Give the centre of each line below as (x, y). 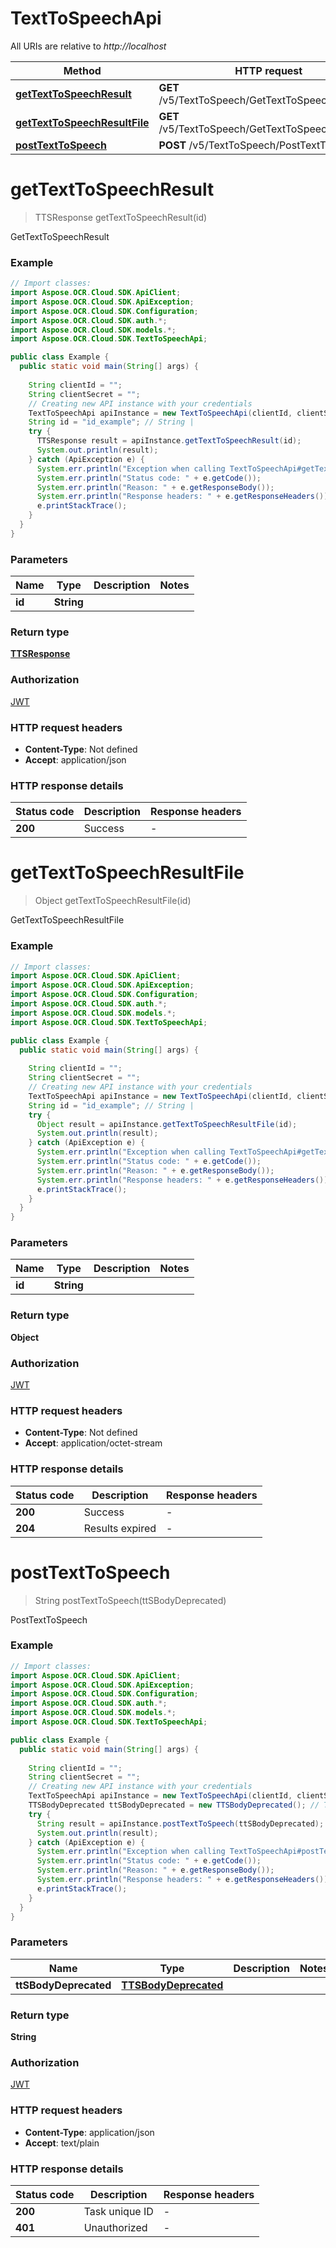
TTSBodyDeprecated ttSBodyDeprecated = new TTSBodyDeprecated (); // (174, 1805)
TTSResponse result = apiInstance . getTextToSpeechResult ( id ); (169, 441)
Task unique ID (118, 2211)
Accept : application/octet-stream (93, 1443)
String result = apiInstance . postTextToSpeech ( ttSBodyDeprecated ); (180, 1823)
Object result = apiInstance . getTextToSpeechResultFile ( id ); (167, 1124)
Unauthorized (115, 2227)
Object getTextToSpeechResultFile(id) (113, 901)
